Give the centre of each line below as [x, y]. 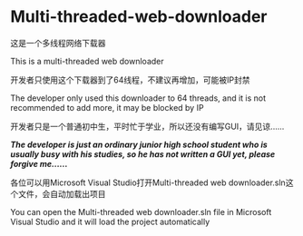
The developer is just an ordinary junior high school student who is [139, 144]
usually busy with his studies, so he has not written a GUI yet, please [143, 154]
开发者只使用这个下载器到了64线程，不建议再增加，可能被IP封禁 [130, 80]
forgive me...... [39, 163]
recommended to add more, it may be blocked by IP [107, 107]
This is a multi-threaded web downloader [87, 61]
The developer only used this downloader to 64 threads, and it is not [138, 98]
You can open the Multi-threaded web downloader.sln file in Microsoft [141, 211]
